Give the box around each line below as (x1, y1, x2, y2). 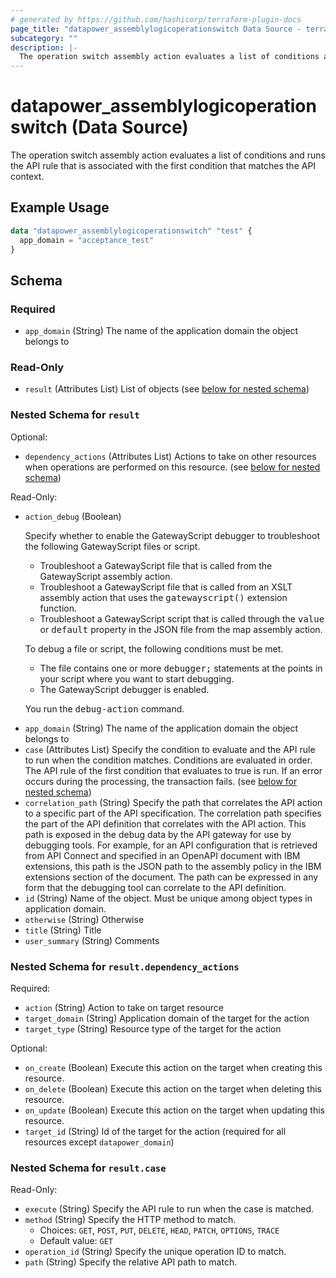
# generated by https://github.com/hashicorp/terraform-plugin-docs (10, 14, 302, 25)
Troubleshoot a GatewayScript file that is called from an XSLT (39, 581, 293, 593)
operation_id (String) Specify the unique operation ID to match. (24, 1246, 287, 1258)
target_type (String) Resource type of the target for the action (24, 1023, 282, 1035)
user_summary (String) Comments (24, 934, 160, 946)
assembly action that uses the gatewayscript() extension (39, 591, 288, 603)
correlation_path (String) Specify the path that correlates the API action (24, 796, 323, 808)
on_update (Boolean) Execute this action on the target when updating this (24, 1104, 325, 1116)
